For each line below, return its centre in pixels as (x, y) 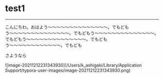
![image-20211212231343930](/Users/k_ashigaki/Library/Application (73, 65)
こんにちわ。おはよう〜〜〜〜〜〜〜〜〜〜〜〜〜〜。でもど (65, 27)
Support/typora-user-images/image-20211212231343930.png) (68, 70)
